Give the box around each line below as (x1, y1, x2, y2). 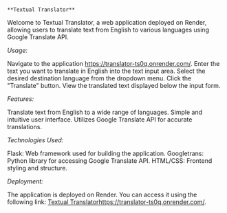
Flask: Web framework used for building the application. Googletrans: (7, 149, 204, 157)
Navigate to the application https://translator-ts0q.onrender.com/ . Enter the (7, 60, 220, 67)
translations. (7, 123, 43, 131)
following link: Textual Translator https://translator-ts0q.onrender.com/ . (7, 198, 206, 206)
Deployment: (7, 177, 43, 186)
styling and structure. (7, 164, 68, 172)
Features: (7, 95, 34, 103)
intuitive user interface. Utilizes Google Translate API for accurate (7, 115, 193, 124)
